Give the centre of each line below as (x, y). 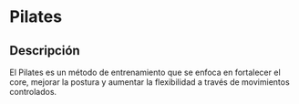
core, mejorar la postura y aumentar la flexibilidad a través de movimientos (149, 82)
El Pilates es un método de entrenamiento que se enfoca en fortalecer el (145, 72)
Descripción (45, 51)
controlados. (33, 92)
